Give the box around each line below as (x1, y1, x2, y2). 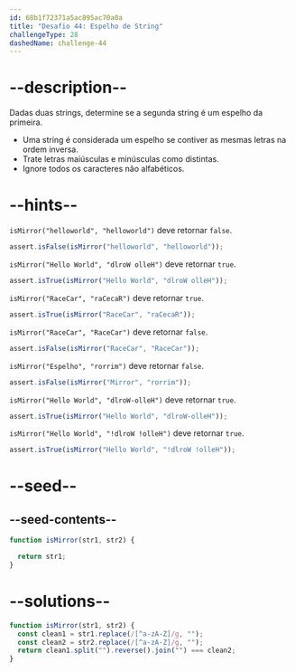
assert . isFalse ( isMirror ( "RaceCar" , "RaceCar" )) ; (9, 344, 200, 353)
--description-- (9, 78, 128, 98)
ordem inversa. (22, 144, 78, 155)
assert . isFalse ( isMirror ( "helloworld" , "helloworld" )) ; (9, 242, 224, 251)
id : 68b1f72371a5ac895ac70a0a (9, 13, 124, 23)
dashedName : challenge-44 (9, 38, 106, 48)
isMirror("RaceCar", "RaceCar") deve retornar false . (9, 327, 208, 337)
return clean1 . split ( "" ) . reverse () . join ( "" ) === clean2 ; (17, 646, 236, 656)
